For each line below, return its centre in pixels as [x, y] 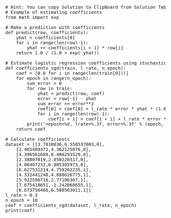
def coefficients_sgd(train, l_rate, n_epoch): [66, 68]
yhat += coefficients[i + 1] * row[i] [75, 48]
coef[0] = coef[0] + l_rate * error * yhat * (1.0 [102, 109]
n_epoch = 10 [22, 200]
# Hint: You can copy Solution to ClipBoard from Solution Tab [86, 7]
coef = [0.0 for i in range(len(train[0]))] [72, 73]
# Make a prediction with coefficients [55, 27]
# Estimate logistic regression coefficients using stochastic [86, 63]
